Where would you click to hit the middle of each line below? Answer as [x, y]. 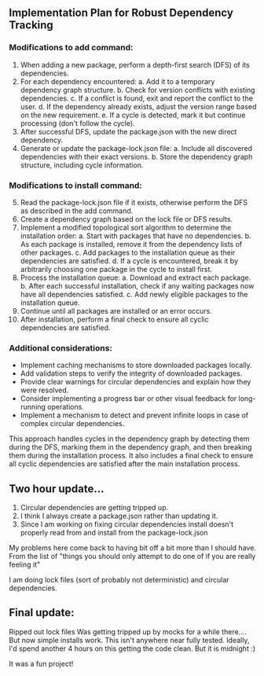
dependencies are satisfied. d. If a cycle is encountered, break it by [129, 261]
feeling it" [25, 564]
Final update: [42, 613]
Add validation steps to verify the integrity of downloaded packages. [131, 373]
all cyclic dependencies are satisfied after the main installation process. [125, 464]
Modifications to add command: [71, 48]
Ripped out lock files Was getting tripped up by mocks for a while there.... [128, 631]
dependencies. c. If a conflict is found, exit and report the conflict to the [137, 98]
